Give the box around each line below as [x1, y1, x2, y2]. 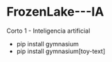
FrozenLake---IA [6, 4, 104, 20]
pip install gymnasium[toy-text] [16, 47, 106, 55]
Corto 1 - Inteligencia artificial [6, 27, 91, 35]
